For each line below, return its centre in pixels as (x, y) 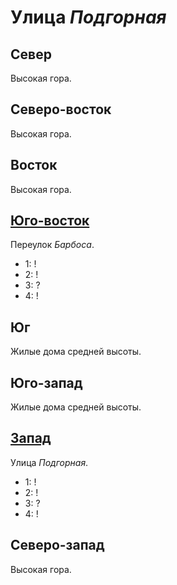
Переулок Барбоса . (52, 245)
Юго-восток (50, 221)
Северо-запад (57, 545)
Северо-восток (61, 109)
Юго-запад (46, 382)
